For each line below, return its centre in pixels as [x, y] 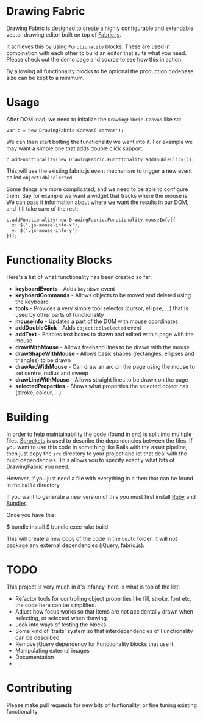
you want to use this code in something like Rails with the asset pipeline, [97, 447]
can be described [37, 637]
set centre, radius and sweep [52, 373]
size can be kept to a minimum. [45, 78]
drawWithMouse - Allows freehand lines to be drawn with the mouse [102, 347]
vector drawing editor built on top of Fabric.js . [64, 34]
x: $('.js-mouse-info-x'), [46, 225]
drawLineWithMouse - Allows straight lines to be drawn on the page [101, 379]
